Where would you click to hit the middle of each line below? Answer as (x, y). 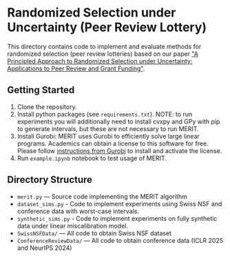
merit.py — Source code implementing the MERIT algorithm (102, 196)
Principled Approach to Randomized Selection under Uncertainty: (100, 61)
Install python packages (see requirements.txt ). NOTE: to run (105, 114)
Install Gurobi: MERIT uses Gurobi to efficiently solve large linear (108, 136)
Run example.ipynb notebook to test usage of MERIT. (92, 158)
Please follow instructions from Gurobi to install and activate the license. (119, 150)
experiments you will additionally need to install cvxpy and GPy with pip (118, 121)
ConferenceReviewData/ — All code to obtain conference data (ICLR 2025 (120, 240)
